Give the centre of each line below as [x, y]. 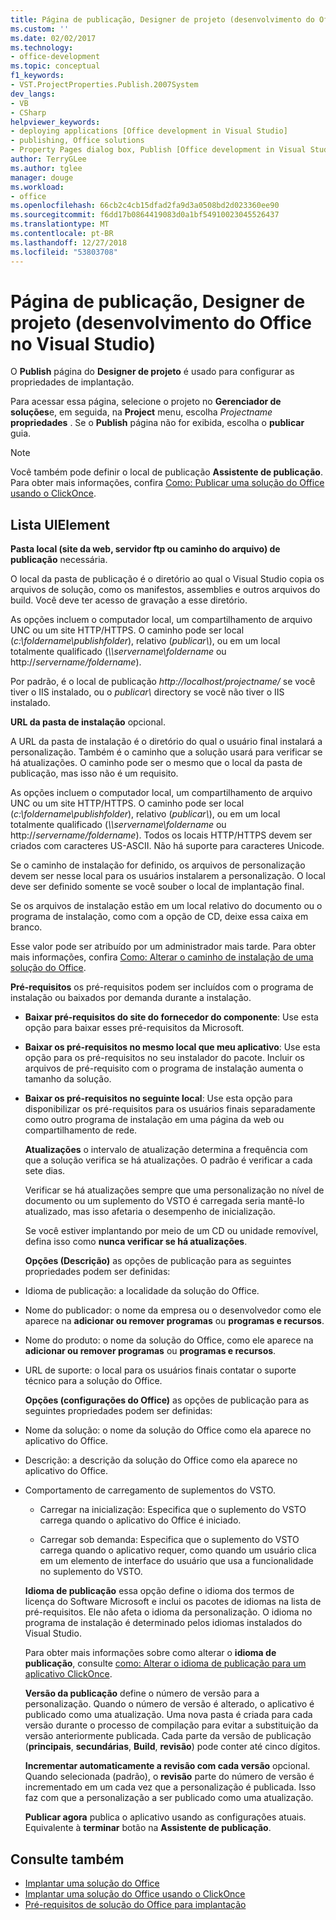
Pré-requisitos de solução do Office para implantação [135, 1905]
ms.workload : [37, 187]
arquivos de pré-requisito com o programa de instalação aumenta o [164, 1068]
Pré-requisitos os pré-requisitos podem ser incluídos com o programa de [162, 987]
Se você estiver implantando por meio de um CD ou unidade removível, [171, 1231]
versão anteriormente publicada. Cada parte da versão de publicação [168, 1736]
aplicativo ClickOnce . [68, 1674]
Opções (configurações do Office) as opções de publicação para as [167, 1400]
